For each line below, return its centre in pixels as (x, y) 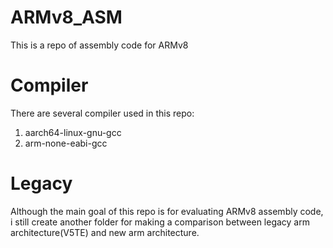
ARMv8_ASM (66, 17)
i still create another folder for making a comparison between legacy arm (160, 222)
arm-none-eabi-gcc (66, 143)
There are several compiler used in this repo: (102, 113)
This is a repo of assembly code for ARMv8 (99, 45)
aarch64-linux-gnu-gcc (73, 132)
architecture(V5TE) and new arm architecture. (105, 232)
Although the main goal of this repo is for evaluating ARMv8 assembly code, (167, 211)
